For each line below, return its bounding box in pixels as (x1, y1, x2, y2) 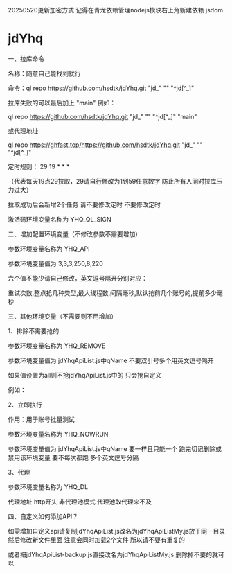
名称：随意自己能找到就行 (8, 69, 81, 78)
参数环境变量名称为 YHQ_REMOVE (8, 342, 106, 350)
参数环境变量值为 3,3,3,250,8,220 (8, 259, 103, 267)
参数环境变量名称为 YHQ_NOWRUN (8, 430, 109, 438)
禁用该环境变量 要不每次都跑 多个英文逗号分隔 (8, 453, 139, 461)
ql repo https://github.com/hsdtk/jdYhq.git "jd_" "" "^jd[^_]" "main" (8, 112, 197, 121)
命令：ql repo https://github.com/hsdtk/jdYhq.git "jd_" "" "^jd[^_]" (8, 84, 195, 92)
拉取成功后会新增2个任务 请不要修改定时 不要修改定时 (8, 200, 161, 209)
